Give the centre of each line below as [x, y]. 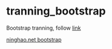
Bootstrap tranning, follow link [44, 28]
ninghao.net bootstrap [34, 39]
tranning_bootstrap [56, 11]
